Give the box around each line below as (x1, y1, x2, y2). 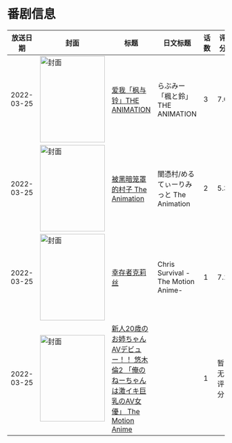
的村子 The (111, 185, 147, 194)
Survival (157, 267, 184, 277)
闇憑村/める (157, 169, 195, 178)
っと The (157, 189, 186, 199)
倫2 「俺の (111, 365, 146, 375)
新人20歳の (111, 323, 148, 333)
